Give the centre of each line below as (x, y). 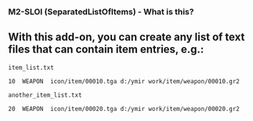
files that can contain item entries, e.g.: (106, 49)
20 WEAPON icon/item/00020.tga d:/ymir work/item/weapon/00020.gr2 (124, 108)
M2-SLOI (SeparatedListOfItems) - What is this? (101, 12)
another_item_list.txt (45, 95)
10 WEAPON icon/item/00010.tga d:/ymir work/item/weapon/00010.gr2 (124, 81)
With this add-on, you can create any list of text (127, 37)
